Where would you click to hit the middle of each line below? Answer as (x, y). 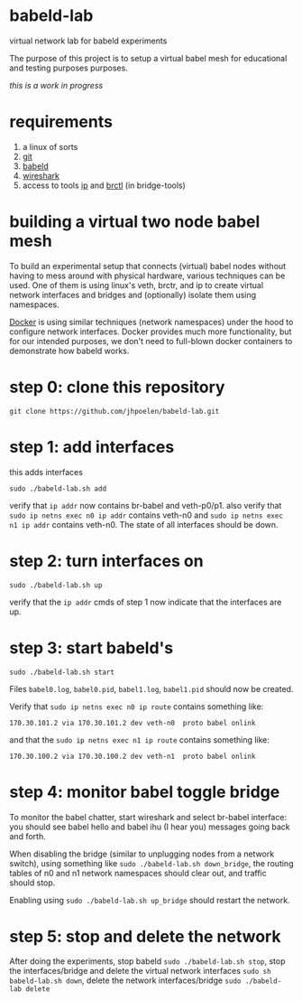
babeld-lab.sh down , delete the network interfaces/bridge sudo (125, 980)
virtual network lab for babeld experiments (88, 41)
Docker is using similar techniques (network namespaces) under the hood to (151, 322)
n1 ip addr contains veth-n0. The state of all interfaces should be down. (144, 524)
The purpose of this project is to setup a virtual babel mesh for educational (148, 58)
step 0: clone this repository (117, 387)
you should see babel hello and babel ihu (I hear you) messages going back (150, 827)
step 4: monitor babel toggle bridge (145, 792)
